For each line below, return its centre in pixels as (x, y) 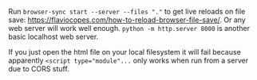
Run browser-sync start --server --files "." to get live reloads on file (127, 11)
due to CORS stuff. (39, 69)
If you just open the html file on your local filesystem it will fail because (125, 52)
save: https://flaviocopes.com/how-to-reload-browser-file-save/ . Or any (127, 20)
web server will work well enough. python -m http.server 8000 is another (129, 28)
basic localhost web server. (53, 36)
